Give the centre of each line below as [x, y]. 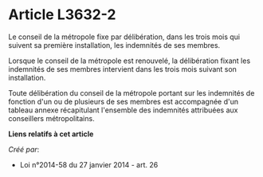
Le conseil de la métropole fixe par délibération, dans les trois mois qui [124, 37]
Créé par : [24, 149]
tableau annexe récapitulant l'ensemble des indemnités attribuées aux [123, 110]
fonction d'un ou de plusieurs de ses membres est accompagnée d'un [124, 101]
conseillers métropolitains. [51, 118]
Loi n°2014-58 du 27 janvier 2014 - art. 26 [89, 164]
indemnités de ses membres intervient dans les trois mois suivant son [123, 69]
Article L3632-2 [63, 15]
